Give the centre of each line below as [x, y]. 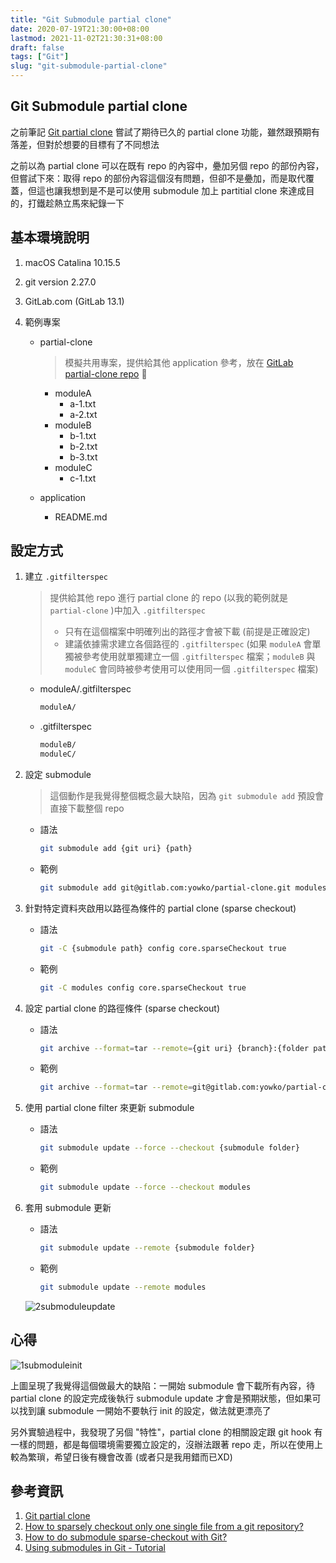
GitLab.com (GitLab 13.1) [74, 301]
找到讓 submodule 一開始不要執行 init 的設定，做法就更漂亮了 [145, 1410]
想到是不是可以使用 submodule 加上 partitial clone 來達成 [189, 190]
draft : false [37, 47]
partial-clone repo [106, 373]
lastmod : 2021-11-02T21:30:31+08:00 [86, 38]
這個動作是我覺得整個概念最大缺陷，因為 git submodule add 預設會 [187, 796]
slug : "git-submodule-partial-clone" [89, 66]
